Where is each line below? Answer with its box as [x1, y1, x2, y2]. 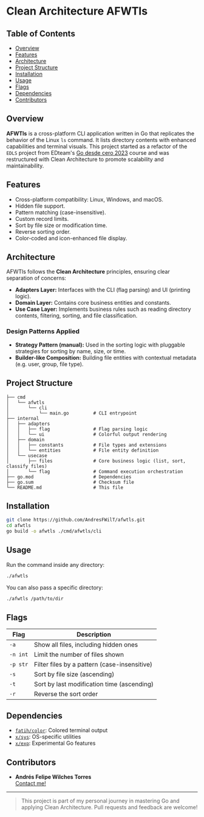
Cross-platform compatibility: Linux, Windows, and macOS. [15, 195, 164, 203]
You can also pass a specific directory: [6, 584, 103, 591]
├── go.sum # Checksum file [6, 479, 135, 485]
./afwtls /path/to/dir [6, 595, 64, 602]
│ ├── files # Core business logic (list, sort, [6, 458, 186, 464]
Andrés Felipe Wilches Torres [15, 773, 92, 781]
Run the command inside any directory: [6, 561, 105, 568]
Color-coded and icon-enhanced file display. [15, 234, 127, 242]
